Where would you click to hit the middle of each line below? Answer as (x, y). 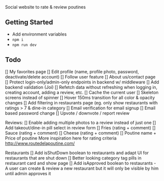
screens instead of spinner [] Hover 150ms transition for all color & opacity (80, 98)
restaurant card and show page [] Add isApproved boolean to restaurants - (81, 163)
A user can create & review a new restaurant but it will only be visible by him (82, 168)
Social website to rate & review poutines (46, 7)
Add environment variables (39, 34)
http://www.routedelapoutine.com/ (40, 143)
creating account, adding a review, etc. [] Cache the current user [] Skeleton (82, 92)
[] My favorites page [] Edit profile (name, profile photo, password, (72, 71)
